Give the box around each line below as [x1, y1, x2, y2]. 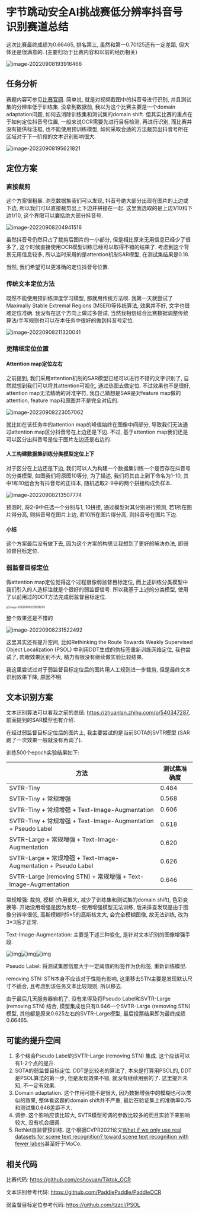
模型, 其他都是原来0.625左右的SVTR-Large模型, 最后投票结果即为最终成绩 [6, 1010, 186, 1017]
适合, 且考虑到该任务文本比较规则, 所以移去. [16, 983, 123, 990]
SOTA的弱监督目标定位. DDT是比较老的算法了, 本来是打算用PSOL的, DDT [14, 1067, 192, 1074]
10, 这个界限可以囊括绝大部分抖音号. [15, 212, 103, 219]
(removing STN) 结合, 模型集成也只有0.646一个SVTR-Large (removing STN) [6, 1003, 191, 1010]
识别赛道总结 [6, 20, 69, 34]
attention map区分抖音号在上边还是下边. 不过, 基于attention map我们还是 [11, 428, 188, 435]
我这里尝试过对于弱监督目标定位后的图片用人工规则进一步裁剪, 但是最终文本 [6, 665, 191, 673]
